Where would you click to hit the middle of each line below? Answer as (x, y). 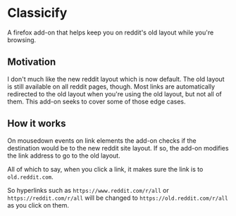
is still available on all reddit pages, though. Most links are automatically (111, 87)
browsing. (22, 39)
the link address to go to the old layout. (64, 155)
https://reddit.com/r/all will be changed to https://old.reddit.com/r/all (118, 198)
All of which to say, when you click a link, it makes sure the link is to (105, 169)
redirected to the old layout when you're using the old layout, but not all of (114, 94)
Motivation (32, 62)
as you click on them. (38, 205)
